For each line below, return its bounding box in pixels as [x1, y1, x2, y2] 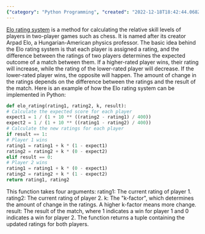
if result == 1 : [6, 131, 48, 137]
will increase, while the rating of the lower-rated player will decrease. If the [6, 65, 194, 72]
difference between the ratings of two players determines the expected [6, 51, 186, 59]
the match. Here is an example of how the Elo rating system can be [6, 84, 175, 92]
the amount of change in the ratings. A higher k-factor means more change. [6, 200, 196, 208]
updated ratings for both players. [6, 220, 89, 227]
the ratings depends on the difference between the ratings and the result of [6, 78, 196, 85]
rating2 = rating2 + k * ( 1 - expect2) [6, 171, 108, 178]
